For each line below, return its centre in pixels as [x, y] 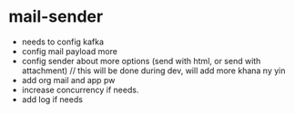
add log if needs [52, 99]
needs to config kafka [63, 42]
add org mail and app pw [68, 80]
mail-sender [56, 17]
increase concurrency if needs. [80, 90]
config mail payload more [69, 51]
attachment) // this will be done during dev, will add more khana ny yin [153, 71]
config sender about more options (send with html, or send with [141, 61]
